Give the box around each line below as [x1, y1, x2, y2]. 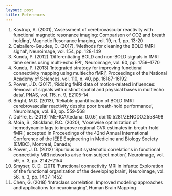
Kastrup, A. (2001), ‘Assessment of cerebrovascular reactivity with [13, 26, 153, 32]
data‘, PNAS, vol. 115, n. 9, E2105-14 [13, 92, 89, 98]
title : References [6, 12, 45, 17]
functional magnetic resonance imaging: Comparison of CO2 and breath [13, 32, 166, 38]
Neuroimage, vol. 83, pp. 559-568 [13, 108, 85, 114]
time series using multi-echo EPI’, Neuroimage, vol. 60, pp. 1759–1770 [13, 59, 160, 65]
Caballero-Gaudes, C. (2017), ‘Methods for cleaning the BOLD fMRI [13, 43, 155, 49]
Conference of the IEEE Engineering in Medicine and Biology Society [13, 135, 158, 142]
